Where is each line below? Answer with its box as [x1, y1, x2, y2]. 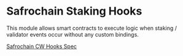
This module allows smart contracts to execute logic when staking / [6, 24, 177, 32]
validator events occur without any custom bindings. [6, 30, 139, 38]
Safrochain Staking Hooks [6, 4, 142, 18]
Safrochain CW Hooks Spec [6, 43, 77, 50]
